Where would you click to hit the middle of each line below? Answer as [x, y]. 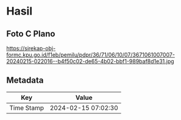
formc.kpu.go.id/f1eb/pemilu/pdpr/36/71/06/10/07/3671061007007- [91, 55]
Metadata [25, 80]
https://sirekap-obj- [31, 48]
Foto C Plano [31, 34]
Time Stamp [27, 108]
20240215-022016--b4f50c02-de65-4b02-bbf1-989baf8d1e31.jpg [90, 61]
